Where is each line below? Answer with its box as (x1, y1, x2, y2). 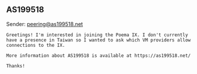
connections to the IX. (6, 42, 66, 48)
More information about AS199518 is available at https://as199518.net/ (6, 53, 191, 59)
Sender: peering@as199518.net (6, 20, 84, 27)
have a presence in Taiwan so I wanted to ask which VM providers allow (6, 37, 191, 43)
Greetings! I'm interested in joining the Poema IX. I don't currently (6, 32, 188, 38)
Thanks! (6, 63, 26, 69)
